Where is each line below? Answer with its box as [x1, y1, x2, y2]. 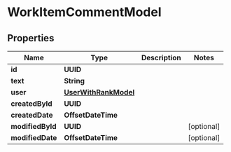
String [64, 76, 85, 85]
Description [141, 53, 181, 62]
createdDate [10, 110, 53, 120]
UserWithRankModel [64, 88, 135, 97]
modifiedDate [10, 133, 57, 142]
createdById [10, 99, 52, 109]
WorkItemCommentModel [7, 4, 162, 20]
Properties [7, 32, 55, 44]
